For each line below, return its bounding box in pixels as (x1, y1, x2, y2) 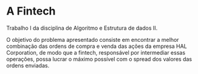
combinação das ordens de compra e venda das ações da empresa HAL (6, 42, 187, 50)
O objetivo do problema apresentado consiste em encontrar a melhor (6, 36, 179, 43)
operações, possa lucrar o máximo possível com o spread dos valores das (6, 55, 193, 62)
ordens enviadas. (6, 62, 50, 69)
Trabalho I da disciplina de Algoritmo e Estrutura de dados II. (6, 24, 158, 32)
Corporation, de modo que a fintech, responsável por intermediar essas (6, 49, 186, 56)
